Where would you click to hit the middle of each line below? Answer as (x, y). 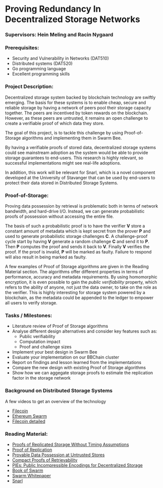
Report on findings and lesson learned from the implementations (77, 362)
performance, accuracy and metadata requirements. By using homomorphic (81, 277)
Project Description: (29, 86)
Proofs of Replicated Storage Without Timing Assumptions (71, 444)
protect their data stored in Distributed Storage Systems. (62, 183)
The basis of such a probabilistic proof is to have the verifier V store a (75, 226)
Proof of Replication (32, 449)
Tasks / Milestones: (29, 315)
